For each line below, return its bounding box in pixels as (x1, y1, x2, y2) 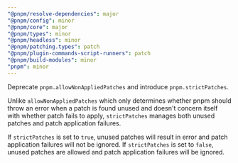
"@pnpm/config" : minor (7, 17, 75, 24)
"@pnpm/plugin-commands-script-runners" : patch (7, 50, 151, 57)
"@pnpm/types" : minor (7, 30, 72, 38)
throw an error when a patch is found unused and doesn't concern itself (7, 103, 218, 112)
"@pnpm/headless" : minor (7, 37, 81, 44)
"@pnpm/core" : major (7, 23, 69, 30)
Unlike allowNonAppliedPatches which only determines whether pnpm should (7, 96, 232, 105)
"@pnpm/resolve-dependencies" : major (7, 10, 119, 18)
